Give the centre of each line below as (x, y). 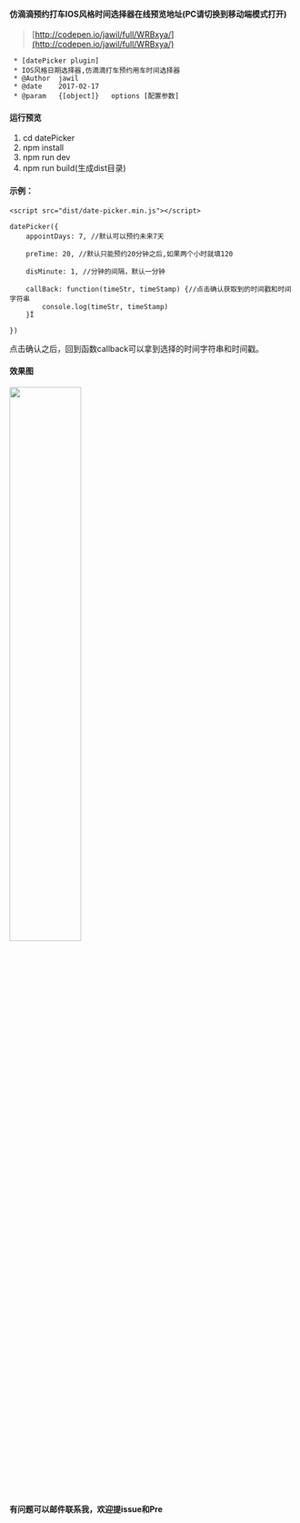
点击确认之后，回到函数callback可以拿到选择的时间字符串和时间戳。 (137, 348)
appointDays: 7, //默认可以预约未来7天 (95, 236)
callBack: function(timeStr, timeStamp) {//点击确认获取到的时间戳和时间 (159, 289)
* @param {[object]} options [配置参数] (96, 96)
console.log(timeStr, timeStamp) (105, 306)
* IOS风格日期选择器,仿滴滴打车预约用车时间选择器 (96, 71)
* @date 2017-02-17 (56, 86)
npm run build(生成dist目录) (74, 168)
